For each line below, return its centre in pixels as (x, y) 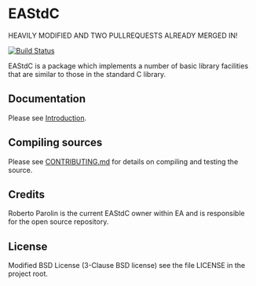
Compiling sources (55, 143)
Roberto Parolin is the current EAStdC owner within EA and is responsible (126, 214)
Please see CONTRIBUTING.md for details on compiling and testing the (123, 161)
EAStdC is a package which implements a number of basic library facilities (128, 66)
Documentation (47, 99)
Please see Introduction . (48, 118)
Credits (27, 194)
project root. (28, 274)
